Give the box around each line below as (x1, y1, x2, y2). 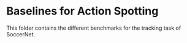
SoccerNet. (6, 30, 36, 38)
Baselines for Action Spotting (6, 4, 159, 18)
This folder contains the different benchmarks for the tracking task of (6, 24, 181, 31)
